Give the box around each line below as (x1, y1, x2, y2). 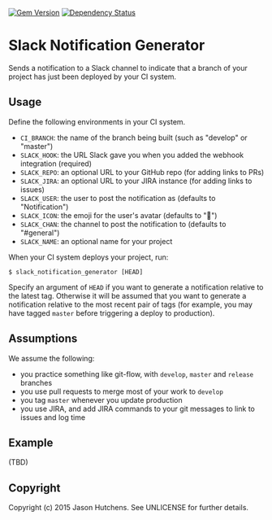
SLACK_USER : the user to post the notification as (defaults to (19, 193, 216, 203)
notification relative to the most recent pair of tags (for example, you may (8, 299, 253, 309)
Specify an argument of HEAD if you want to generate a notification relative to (8, 282, 264, 292)
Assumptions (8, 332, 78, 346)
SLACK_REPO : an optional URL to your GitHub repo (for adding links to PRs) (19, 167, 265, 177)
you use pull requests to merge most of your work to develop (19, 387, 223, 396)
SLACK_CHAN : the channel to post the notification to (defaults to (19, 219, 227, 229)
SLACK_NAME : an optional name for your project (19, 236, 173, 246)
